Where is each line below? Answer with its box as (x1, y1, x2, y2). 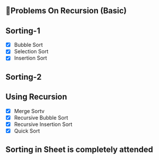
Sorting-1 (5, 26, 40, 36)
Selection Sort (13, 48, 49, 55)
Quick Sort (13, 127, 40, 134)
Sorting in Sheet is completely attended (5, 145, 154, 155)
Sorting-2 (5, 72, 42, 82)
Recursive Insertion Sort (13, 121, 73, 128)
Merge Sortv (13, 107, 45, 114)
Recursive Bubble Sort (13, 114, 69, 121)
